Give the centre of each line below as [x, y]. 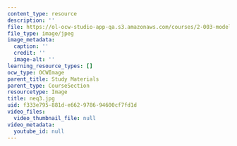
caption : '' [31, 46]
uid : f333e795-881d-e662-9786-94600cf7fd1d [72, 105]
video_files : [26, 112]
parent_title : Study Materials [53, 79]
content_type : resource [42, 14]
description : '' [31, 20]
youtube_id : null [39, 131]
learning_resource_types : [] [50, 66]
